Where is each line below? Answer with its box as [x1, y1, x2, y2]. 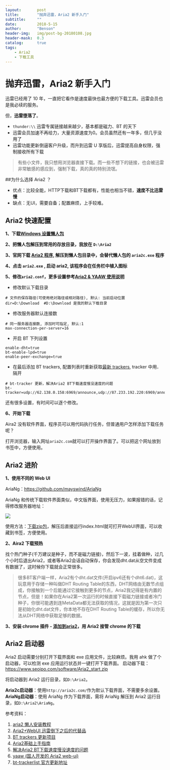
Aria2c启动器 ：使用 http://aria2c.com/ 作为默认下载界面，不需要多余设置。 [5, 687, 163, 693]
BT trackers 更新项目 [12, 734, 56, 740]
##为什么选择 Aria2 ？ [5, 177, 52, 183]
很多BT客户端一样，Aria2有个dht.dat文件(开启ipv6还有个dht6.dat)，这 [17, 574, 163, 580]
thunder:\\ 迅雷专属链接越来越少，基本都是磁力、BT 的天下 [12, 124, 137, 130]
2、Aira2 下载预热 [5, 540, 43, 546]
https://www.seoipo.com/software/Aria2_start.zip [5, 666, 108, 672]
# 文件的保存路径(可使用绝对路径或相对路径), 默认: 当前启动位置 [5, 296, 125, 301]
